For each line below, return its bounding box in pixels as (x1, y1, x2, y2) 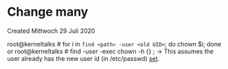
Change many (7, 4, 89, 20)
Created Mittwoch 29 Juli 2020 (7, 27, 95, 35)
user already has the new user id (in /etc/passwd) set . (7, 54, 160, 62)
